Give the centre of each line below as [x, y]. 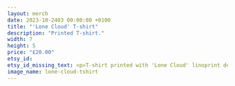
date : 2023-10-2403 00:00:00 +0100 [59, 20]
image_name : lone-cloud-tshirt [53, 71]
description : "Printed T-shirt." [56, 33]
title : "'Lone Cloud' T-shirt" [53, 26]
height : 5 [22, 46]
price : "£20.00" [31, 53]
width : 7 [20, 40]
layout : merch [28, 14]
